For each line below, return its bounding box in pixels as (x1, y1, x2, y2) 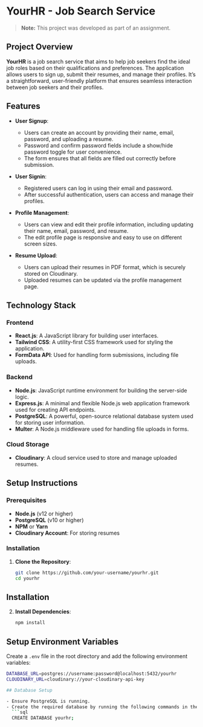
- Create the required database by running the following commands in (6, 703, 188, 710)
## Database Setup (6, 687, 53, 693)
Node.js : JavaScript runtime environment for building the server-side (14, 386, 187, 394)
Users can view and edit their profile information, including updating (24, 221, 194, 228)
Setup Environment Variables (6, 636, 119, 647)
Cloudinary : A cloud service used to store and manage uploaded (14, 454, 177, 461)
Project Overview (6, 42, 73, 52)
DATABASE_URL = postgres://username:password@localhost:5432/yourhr (6, 671, 177, 677)
